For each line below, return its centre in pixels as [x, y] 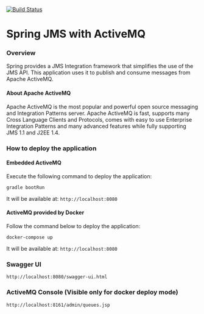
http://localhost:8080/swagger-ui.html [57, 277]
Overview [21, 53]
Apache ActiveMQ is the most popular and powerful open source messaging [102, 106]
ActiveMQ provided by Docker [45, 212]
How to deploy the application [51, 148]
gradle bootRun [26, 187]
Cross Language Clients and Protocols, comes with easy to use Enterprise [99, 119]
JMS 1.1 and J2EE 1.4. [33, 132]
